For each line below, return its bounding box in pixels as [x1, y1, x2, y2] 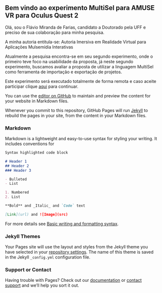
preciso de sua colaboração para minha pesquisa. [5, 29, 105, 35]
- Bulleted [5, 177, 27, 181]
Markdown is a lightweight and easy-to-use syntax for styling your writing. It [5, 136, 157, 142]
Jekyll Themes [5, 233, 41, 240]
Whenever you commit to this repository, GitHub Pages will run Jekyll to [5, 107, 148, 113]
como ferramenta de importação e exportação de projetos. [5, 69, 122, 75]
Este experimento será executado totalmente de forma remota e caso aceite [5, 78, 157, 84]
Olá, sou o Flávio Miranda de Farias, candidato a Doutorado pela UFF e [5, 24, 146, 30]
